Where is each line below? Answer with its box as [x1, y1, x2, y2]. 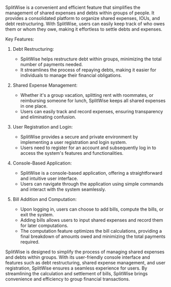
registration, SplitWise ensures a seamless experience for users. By [5, 265, 148, 271]
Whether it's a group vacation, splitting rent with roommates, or [20, 92, 154, 98]
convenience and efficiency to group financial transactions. [5, 276, 130, 282]
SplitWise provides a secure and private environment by [20, 134, 138, 140]
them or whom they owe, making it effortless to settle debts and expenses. [5, 26, 162, 32]
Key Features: [5, 36, 34, 42]
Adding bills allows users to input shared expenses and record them [20, 217, 163, 223]
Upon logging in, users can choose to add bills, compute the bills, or [20, 206, 164, 212]
